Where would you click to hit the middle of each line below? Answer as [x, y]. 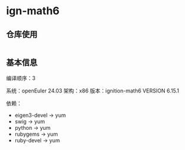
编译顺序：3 [21, 78]
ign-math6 [33, 11]
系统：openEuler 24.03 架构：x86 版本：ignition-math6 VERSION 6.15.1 [93, 91]
